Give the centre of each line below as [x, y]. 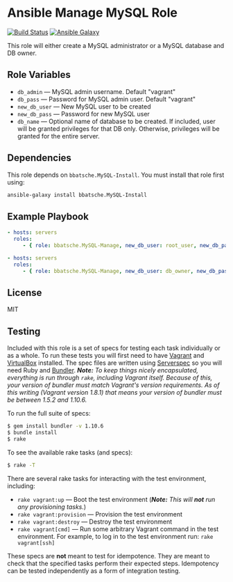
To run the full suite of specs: [49, 414]
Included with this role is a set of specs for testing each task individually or [114, 348]
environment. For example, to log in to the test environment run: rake [115, 536]
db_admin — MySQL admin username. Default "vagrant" [96, 91]
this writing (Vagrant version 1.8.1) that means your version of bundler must [114, 393]
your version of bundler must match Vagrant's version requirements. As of [113, 385]
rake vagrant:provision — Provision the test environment [100, 514]
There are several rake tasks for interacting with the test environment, [107, 478]
